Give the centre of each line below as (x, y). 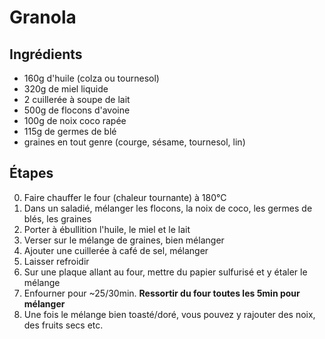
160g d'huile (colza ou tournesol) (91, 78)
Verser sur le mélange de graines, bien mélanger (124, 240)
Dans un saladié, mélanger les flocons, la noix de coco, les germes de (168, 208)
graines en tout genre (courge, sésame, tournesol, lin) (134, 142)
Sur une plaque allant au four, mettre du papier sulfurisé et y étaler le (165, 272)
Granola (43, 17)
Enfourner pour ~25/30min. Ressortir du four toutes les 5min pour (162, 293)
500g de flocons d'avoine (77, 110)
